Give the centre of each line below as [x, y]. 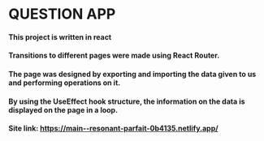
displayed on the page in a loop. [63, 109]
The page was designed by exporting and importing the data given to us [132, 74]
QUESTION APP [62, 14]
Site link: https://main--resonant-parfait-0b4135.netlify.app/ [113, 128]
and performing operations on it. [65, 83]
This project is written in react [60, 36]
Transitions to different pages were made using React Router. [114, 56]
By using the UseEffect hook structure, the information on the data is [127, 101]
